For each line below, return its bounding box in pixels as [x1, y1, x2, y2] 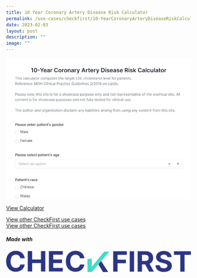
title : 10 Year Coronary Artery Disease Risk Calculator [6, 9, 148, 15]
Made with [6, 235, 33, 243]
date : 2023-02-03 [6, 22, 49, 28]
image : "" [6, 40, 30, 46]
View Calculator [6, 204, 45, 211]
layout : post [6, 28, 38, 34]
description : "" [6, 34, 46, 40]
